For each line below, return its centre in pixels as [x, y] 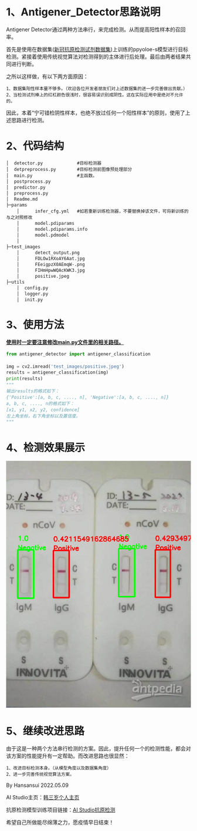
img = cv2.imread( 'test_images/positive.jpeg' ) [65, 366]
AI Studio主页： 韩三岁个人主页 [43, 798]
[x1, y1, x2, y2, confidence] [43, 410]
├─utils [16, 282]
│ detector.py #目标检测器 [54, 163]
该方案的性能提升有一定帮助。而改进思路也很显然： [68, 756]
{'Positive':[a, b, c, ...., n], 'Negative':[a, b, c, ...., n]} [87, 397]
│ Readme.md [22, 199]
